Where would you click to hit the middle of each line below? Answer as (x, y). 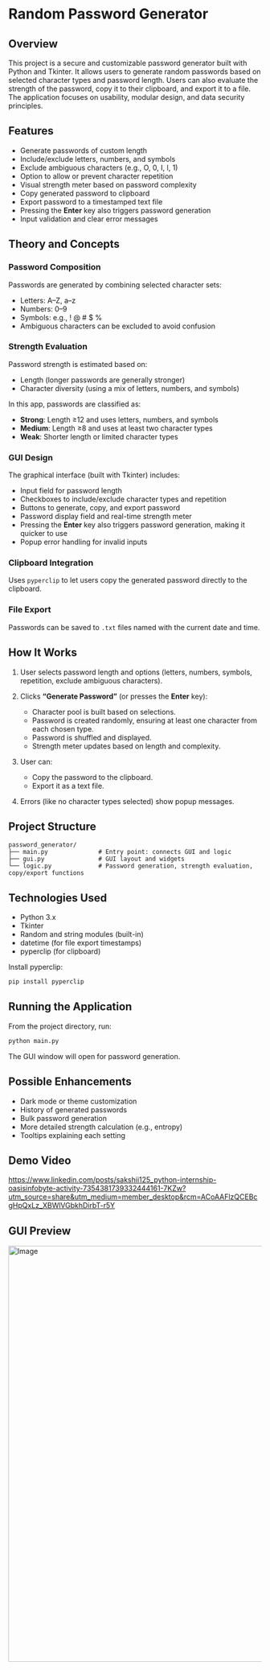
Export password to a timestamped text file (91, 201)
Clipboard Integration (51, 563)
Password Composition (55, 267)
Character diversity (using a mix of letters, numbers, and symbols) (129, 388)
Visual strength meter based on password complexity (108, 184)
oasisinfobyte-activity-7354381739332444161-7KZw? (97, 1189)
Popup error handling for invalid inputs (84, 542)
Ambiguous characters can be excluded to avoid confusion (117, 326)
